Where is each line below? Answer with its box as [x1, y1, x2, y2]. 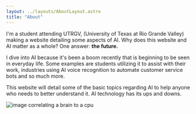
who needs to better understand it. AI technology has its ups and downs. [6, 90, 182, 97]
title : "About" [6, 14, 43, 20]
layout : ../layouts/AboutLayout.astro [6, 8, 101, 15]
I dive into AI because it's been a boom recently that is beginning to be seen [6, 54, 190, 61]
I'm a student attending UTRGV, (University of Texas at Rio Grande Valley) [6, 30, 184, 37]
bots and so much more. [6, 72, 65, 80]
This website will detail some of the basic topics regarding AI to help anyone [6, 84, 191, 91]
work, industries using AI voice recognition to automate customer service [6, 66, 183, 73]
